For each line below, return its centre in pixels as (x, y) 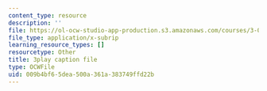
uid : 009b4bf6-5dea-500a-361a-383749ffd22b (81, 74)
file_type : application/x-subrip (64, 38)
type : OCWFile (32, 67)
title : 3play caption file (53, 60)
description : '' (35, 23)
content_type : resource (48, 15)
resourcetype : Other (43, 52)
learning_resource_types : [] (56, 45)
